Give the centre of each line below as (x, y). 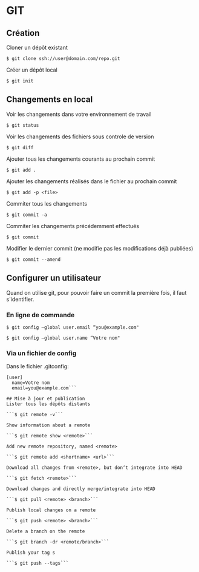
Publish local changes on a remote (51, 510)
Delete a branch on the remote (46, 531)
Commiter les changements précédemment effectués (73, 226)
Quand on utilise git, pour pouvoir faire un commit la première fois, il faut (96, 292)
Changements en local (50, 100)
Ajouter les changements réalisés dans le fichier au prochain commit (92, 181)
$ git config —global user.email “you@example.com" (73, 327)
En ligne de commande (41, 315)
